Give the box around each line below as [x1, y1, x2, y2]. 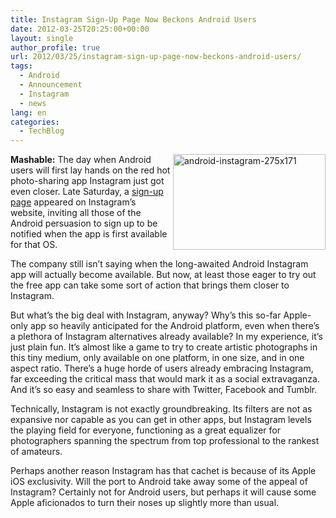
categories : [10, 117, 60, 127]
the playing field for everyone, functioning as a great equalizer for [10, 424, 281, 436]
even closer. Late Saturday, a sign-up [10, 186, 164, 198]
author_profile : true [10, 42, 101, 53]
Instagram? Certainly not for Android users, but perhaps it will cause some [10, 486, 317, 498]
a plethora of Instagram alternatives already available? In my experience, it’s [10, 331, 323, 343]
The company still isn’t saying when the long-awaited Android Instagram [10, 258, 309, 270]
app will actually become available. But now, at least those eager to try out [10, 269, 317, 281]
